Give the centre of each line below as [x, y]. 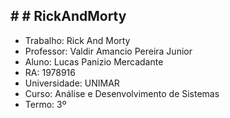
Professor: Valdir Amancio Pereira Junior [108, 51]
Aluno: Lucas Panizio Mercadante [94, 61]
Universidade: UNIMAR [72, 83]
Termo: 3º [45, 104]
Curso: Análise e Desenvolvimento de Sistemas [122, 93]
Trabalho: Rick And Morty [77, 40]
